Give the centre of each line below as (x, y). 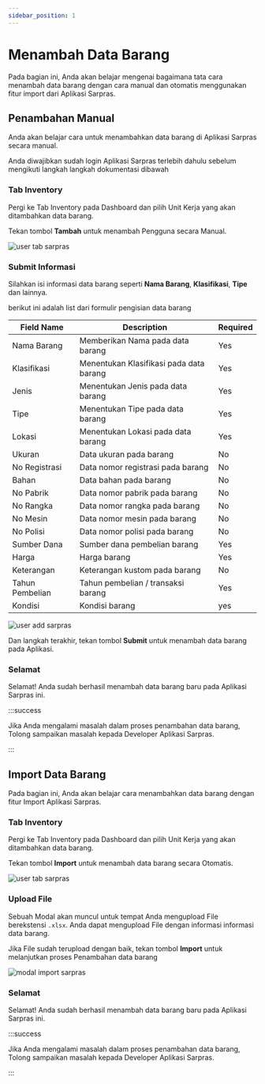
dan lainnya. (28, 292)
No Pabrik (30, 493)
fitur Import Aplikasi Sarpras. (55, 802)
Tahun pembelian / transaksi (132, 582)
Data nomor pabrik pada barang (138, 493)
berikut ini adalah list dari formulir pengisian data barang (100, 307)
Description (145, 327)
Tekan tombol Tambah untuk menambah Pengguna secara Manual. (118, 231)
